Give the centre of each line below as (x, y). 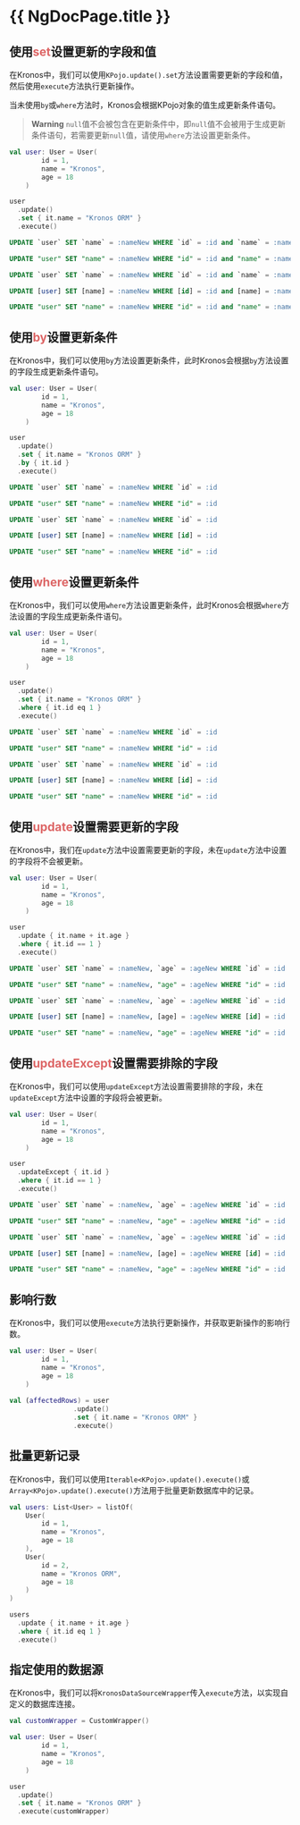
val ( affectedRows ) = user (59, 1401)
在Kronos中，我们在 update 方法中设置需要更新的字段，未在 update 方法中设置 (148, 849)
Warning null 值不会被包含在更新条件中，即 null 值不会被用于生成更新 (158, 124)
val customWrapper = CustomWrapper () (79, 1721)
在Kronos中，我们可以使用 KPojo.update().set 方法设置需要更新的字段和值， (148, 75)
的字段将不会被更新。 (48, 861)
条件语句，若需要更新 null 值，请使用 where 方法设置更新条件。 (143, 135)
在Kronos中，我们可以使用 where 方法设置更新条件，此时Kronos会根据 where (146, 605)
